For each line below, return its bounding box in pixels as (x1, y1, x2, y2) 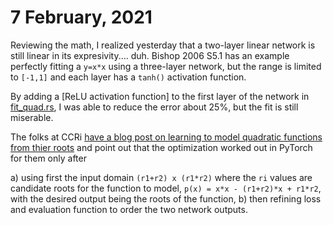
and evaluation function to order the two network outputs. (10, 203, 248, 215)
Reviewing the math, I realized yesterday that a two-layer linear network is (10, 39, 316, 51)
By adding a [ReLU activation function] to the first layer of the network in (10, 90, 310, 102)
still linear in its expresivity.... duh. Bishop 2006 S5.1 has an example (10, 49, 290, 61)
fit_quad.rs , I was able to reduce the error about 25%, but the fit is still (10, 101, 299, 113)
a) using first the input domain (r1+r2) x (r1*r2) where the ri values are (10, 171, 313, 183)
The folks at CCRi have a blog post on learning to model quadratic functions (10, 131, 323, 143)
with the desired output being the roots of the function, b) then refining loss (10, 192, 322, 205)
